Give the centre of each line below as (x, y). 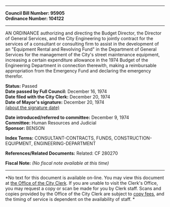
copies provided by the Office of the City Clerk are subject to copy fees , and (85, 194)
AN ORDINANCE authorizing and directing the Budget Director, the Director (83, 33)
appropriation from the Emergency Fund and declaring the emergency (78, 71)
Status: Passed (22, 86)
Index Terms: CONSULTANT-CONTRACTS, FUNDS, (59, 138)
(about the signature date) (32, 108)
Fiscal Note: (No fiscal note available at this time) (57, 163)
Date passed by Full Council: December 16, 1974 (56, 91)
